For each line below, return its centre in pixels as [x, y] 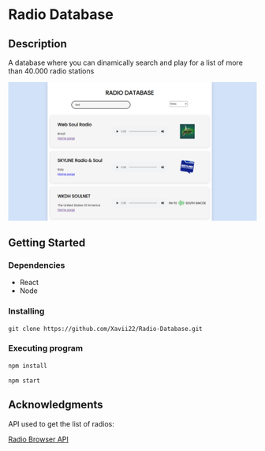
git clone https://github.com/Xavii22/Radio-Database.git [105, 329]
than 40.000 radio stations [51, 71]
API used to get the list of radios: [61, 423]
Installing [26, 311]
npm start [24, 381]
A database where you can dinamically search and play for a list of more [125, 62]
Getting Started [47, 242]
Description [37, 44]
